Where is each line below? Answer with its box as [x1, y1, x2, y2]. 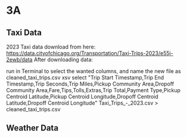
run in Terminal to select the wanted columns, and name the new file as [6, 68, 182, 75]
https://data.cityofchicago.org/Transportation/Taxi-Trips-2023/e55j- [6, 50, 174, 57]
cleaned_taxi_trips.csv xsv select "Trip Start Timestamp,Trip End [6, 74, 164, 81]
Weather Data [6, 123, 58, 133]
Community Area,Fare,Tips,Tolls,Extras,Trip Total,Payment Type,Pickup [6, 87, 180, 93]
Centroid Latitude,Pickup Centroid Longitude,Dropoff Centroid [6, 93, 159, 100]
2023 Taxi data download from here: [6, 43, 96, 50]
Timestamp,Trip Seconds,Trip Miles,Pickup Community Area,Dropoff [6, 80, 174, 87]
